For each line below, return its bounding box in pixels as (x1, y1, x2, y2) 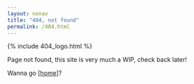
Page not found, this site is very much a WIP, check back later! (7, 56, 187, 64)
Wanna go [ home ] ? (7, 69, 62, 77)
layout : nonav (7, 10, 49, 17)
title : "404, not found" (7, 17, 80, 24)
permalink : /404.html (7, 23, 70, 30)
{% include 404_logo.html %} (7, 42, 93, 51)
